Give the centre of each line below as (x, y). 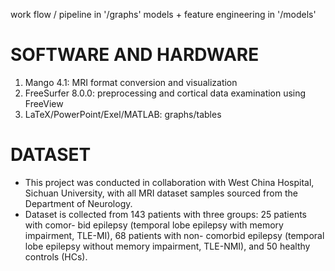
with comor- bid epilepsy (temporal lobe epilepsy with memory (154, 225)
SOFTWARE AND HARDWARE (135, 55)
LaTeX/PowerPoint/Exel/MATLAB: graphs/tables (123, 114)
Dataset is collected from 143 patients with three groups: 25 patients (166, 214)
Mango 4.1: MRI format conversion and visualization (131, 82)
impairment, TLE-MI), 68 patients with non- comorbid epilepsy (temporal (174, 235)
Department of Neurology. (78, 203)
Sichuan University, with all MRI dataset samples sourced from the (161, 193)
